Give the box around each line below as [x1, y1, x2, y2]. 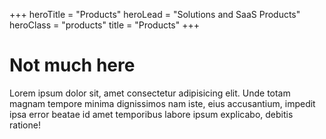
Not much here [9, 54, 136, 77]
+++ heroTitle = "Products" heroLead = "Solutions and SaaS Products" [9, 9, 301, 20]
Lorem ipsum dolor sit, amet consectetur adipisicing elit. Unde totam [9, 87, 291, 99]
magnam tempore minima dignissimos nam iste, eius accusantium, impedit [9, 97, 316, 109]
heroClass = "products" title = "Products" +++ [9, 19, 201, 31]
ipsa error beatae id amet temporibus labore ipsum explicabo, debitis [9, 108, 294, 120]
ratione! [9, 119, 41, 131]
